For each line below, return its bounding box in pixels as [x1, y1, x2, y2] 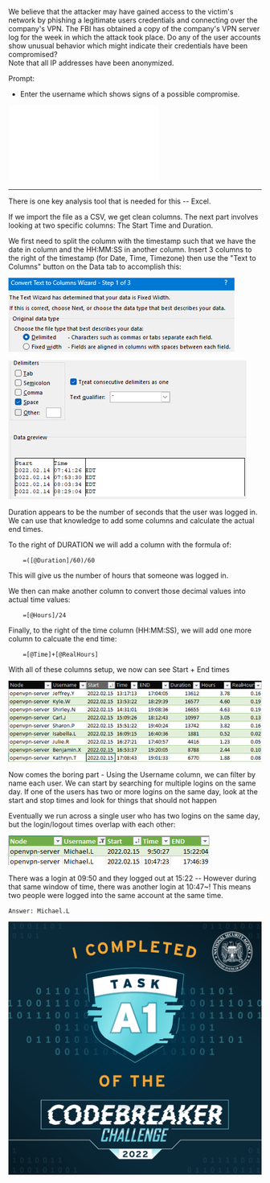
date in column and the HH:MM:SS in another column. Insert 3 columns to [8, 245, 252, 254]
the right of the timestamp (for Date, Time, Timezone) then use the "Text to [8, 253, 256, 262]
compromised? [8, 50, 58, 59]
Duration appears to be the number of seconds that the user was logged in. [8, 507, 258, 517]
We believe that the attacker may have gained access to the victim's [8, 7, 234, 16]
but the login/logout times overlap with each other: [8, 819, 176, 829]
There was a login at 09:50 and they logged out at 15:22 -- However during [8, 873, 257, 883]
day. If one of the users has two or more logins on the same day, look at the [8, 786, 259, 796]
